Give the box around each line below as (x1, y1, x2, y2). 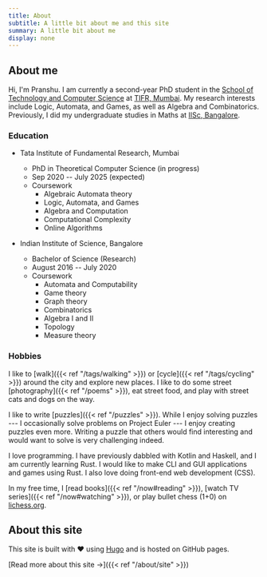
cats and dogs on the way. (8, 394, 96, 404)
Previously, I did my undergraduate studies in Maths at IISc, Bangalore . (8, 110, 241, 120)
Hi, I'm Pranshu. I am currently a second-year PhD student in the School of (8, 85, 253, 94)
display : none (8, 34, 56, 42)
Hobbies (8, 351, 42, 362)
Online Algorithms (43, 223, 103, 233)
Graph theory (43, 296, 88, 306)
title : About (8, 11, 52, 20)
